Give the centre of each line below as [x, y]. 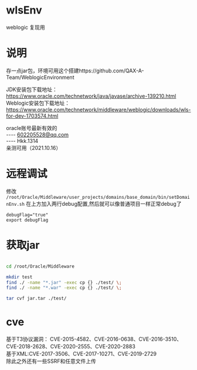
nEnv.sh [16, 204]
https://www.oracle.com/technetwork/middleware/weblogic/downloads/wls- [98, 109]
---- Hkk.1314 [22, 141]
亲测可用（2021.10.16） [34, 148]
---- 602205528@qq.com [38, 134]
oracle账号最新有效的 [32, 128]
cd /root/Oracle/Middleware [40, 266]
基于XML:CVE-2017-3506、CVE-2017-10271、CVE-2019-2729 [81, 354]
